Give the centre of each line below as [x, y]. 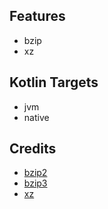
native [36, 117]
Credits [33, 149]
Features [37, 16]
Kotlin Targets [54, 82]
